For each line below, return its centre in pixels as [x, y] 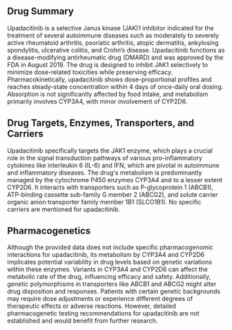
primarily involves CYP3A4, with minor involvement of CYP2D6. [97, 101]
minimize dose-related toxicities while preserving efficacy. [90, 72]
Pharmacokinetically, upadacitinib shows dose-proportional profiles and [109, 79]
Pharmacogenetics [49, 231]
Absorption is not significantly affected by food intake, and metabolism [108, 94]
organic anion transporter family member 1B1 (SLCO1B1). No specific [104, 202]
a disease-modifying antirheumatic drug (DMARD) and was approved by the [115, 57]
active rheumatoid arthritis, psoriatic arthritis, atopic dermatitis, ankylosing [113, 42]
